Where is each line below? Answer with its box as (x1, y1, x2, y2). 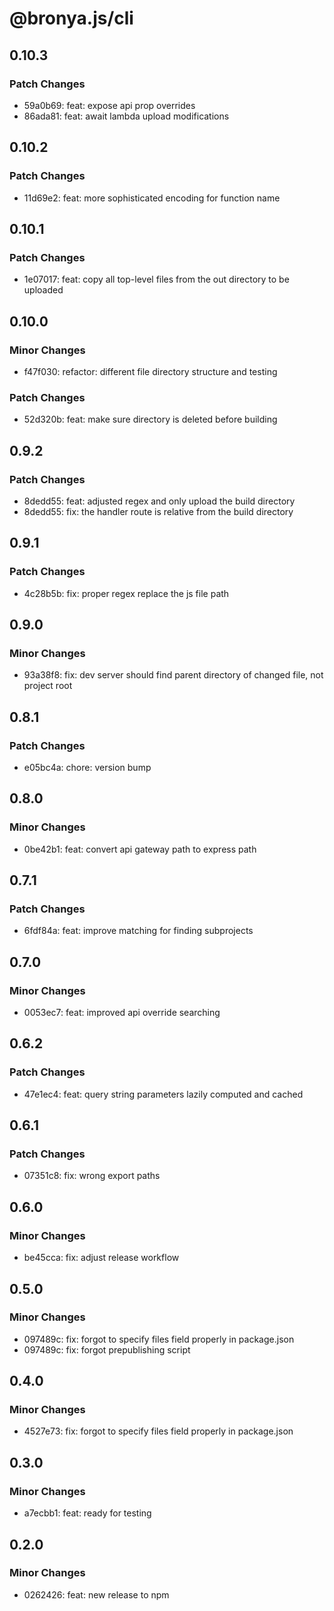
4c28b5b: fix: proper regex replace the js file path (23, 587, 230, 599)
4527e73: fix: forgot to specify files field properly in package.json (23, 1425, 294, 1437)
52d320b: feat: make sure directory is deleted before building (23, 413, 278, 426)
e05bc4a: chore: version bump (23, 761, 152, 773)
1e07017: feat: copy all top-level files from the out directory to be (23, 273, 290, 286)
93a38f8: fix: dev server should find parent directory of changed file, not (23, 669, 324, 681)
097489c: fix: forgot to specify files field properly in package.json (23, 1333, 295, 1345)
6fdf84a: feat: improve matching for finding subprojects (23, 925, 254, 937)
